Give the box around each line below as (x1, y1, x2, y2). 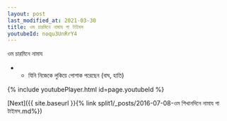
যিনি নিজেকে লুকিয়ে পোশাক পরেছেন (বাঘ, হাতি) (28, 71, 124, 80)
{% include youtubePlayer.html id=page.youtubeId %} (7, 86, 165, 94)
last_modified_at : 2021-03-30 (7, 17, 97, 24)
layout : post (7, 10, 46, 18)
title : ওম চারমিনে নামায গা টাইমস (7, 23, 83, 30)
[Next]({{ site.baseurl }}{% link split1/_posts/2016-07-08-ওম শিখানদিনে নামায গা (7, 99, 220, 108)
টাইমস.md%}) (7, 107, 42, 115)
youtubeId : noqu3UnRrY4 (7, 30, 78, 38)
